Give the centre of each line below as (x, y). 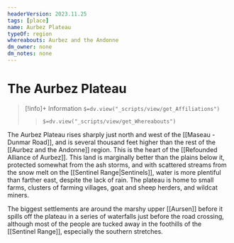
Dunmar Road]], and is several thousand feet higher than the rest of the (112, 142)
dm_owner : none (30, 47)
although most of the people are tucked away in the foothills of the (105, 224)
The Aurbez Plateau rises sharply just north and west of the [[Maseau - (111, 134)
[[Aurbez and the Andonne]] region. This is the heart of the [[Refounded (112, 149)
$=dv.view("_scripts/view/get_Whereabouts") (109, 121)
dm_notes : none (30, 54)
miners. (18, 195)
